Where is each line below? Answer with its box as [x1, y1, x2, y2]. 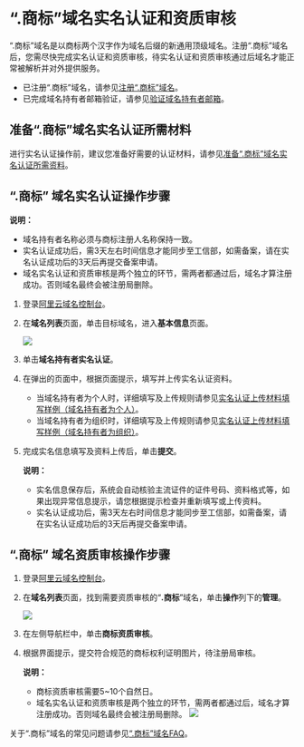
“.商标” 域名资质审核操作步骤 [9, 547, 171, 562]
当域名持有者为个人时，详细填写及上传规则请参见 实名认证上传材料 [35, 392, 282, 403]
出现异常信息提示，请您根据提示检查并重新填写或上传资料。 [43, 495, 267, 506]
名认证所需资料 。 [9, 160, 73, 170]
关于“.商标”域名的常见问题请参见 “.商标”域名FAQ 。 [9, 728, 193, 739]
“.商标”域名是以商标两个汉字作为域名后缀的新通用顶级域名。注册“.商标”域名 [9, 40, 289, 51]
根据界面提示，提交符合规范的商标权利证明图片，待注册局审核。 [22, 647, 261, 658]
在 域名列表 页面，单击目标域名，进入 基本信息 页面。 [22, 317, 214, 328]
